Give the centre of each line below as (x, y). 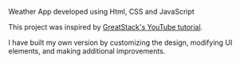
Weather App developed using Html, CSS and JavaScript (102, 12)
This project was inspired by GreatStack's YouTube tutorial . (106, 27)
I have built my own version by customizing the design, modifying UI (120, 42)
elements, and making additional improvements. (87, 51)
